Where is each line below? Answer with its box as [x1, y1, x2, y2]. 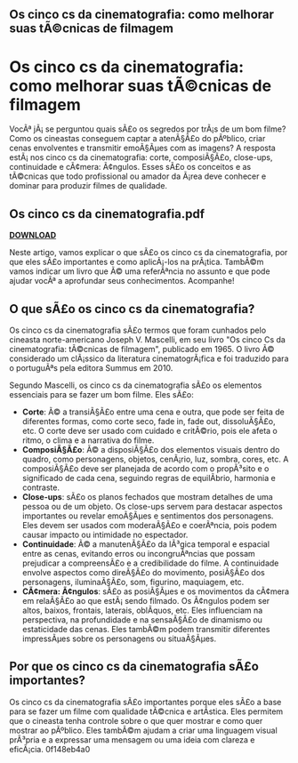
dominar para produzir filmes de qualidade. [9, 181, 167, 191]
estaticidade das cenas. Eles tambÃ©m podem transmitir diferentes [21, 623, 270, 634]
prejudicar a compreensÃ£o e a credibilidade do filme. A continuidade [21, 558, 279, 568]
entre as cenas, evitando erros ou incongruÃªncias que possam [21, 548, 255, 558]
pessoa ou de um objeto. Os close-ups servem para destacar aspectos [21, 501, 283, 511]
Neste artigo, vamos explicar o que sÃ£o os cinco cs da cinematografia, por [9, 247, 288, 258]
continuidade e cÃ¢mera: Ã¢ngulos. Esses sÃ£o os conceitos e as [9, 162, 252, 173]
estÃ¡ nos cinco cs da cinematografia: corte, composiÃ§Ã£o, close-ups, [9, 152, 273, 163]
